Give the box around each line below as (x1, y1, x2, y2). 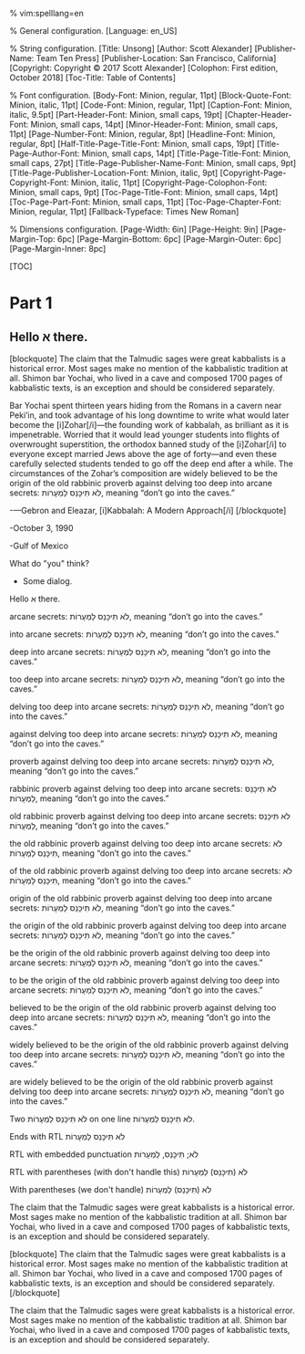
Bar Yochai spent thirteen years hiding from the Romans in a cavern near (9, 401, 282, 411)
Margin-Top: (9, 234, 56, 245)
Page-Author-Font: (9, 148, 80, 159)
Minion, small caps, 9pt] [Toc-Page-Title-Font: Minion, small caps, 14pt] (9, 187, 279, 197)
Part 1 (9, 293, 53, 314)
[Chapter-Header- (224, 109, 293, 120)
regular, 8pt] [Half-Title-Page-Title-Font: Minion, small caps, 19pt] (9, 139, 255, 149)
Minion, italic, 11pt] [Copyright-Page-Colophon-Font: (71, 177, 268, 188)
